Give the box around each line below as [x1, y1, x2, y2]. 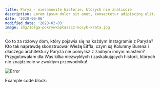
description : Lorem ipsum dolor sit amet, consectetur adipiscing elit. [5, 12, 156, 16]
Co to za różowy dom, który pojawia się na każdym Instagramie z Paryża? [5, 38, 154, 44]
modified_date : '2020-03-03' [5, 20, 64, 26]
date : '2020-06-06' [5, 16, 45, 21]
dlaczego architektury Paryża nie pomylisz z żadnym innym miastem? [5, 49, 145, 55]
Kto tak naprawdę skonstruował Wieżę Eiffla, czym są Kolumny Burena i [5, 44, 149, 49]
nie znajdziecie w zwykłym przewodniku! [5, 59, 88, 65]
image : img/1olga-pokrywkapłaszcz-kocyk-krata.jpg [5, 25, 110, 30]
